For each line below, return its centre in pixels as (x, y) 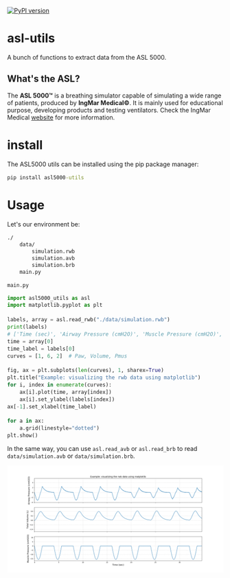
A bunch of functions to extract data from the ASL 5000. (87, 57)
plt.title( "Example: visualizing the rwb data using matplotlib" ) (104, 378)
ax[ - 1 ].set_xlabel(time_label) (52, 406)
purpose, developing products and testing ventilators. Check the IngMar (109, 110)
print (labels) (27, 327)
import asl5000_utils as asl (49, 298)
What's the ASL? (44, 79)
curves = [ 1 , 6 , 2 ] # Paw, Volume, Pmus (67, 356)
